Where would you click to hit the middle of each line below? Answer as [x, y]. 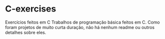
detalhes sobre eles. [26, 32]
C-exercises [31, 9]
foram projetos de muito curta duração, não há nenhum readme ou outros [80, 27]
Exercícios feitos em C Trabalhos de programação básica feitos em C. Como [82, 22]
